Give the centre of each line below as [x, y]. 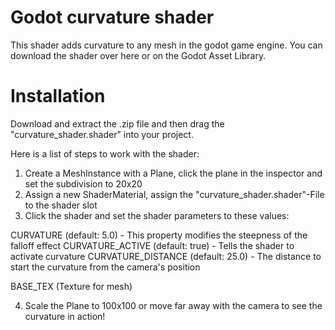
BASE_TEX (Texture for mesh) [71, 286]
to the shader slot [61, 205]
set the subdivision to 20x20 [83, 183]
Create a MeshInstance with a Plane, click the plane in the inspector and [173, 173]
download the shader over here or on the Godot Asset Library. [138, 55]
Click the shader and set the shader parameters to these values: [157, 215]
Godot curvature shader [112, 17]
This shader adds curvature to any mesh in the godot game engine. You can [166, 45]
